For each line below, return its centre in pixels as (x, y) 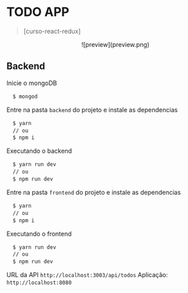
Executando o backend (39, 151)
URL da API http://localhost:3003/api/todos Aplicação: (87, 275)
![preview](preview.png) (115, 44)
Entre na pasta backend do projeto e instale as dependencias (92, 110)
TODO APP (38, 12)
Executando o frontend (39, 234)
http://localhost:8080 (39, 283)
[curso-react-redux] (52, 31)
